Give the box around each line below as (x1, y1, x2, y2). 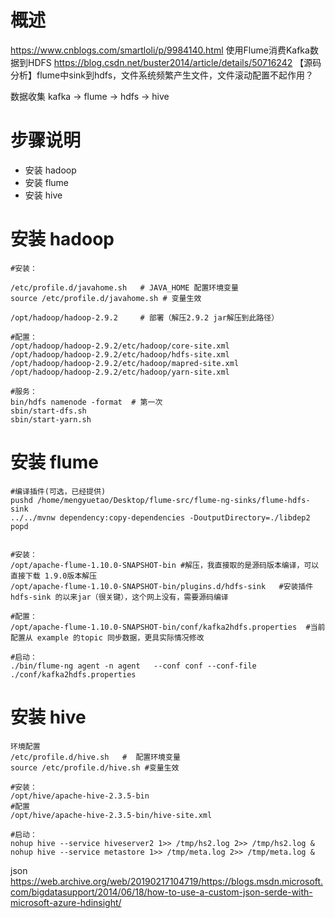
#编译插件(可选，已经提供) (10, 486, 107, 496)
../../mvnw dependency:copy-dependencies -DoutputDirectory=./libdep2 (10, 512, 311, 523)
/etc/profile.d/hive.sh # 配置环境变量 (10, 752, 181, 762)
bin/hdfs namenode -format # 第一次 (10, 397, 163, 407)
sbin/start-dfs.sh (10, 406, 87, 416)
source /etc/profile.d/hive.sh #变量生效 (10, 762, 180, 773)
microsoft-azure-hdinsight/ (10, 896, 122, 908)
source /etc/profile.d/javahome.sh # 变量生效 (10, 293, 202, 303)
